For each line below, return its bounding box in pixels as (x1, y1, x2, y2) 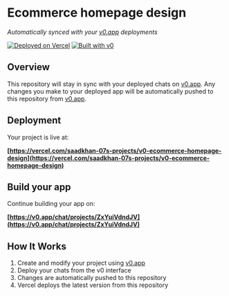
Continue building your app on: (7, 200, 95, 208)
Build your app (7, 181, 71, 193)
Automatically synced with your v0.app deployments (7, 28, 158, 36)
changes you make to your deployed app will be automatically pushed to (7, 87, 214, 95)
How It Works (7, 241, 67, 252)
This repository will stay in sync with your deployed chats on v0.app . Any (7, 80, 216, 88)
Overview (7, 61, 51, 73)
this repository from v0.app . (7, 94, 86, 103)
